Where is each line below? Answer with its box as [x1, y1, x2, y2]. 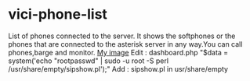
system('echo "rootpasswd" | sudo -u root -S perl [8, 56, 169, 65]
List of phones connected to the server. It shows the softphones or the [8, 31, 236, 40]
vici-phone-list [8, 5, 108, 23]
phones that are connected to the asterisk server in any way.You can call [8, 39, 243, 48]
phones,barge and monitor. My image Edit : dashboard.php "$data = [8, 48, 229, 57]
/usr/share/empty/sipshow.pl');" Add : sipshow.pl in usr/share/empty [8, 64, 229, 73]
